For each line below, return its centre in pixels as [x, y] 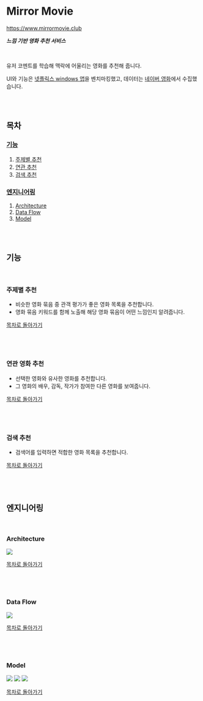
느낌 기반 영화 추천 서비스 [36, 40]
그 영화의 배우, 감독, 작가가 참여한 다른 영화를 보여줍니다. [83, 386]
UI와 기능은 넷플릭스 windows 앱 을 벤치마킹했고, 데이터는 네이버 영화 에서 [94, 78]
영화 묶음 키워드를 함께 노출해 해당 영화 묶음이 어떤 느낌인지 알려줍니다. [100, 312]
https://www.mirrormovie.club [44, 28]
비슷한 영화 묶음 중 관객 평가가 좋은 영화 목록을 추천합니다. [84, 305]
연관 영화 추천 [25, 364]
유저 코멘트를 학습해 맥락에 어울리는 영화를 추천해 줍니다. [74, 65]
